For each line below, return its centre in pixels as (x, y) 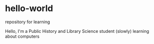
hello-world (29, 8)
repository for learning (28, 22)
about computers (22, 36)
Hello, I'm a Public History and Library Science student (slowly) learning (77, 31)
